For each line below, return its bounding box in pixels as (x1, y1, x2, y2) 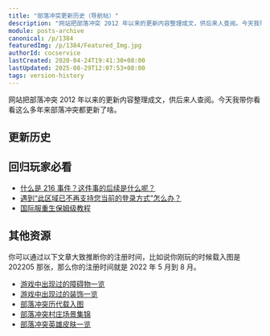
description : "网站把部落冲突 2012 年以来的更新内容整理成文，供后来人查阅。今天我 (8, 19, 260, 27)
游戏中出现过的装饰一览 (19, 289, 98, 298)
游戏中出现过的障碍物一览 (19, 279, 105, 289)
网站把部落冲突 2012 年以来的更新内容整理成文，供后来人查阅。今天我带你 (8, 94, 254, 104)
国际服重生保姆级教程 (19, 203, 91, 213)
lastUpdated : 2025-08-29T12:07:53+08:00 (8, 64, 146, 72)
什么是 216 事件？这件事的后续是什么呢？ (19, 182, 156, 193)
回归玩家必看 (8, 160, 72, 174)
